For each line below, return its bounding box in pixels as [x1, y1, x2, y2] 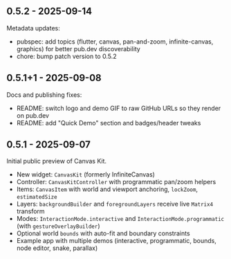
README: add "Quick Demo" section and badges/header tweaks [16, 118, 201, 127]
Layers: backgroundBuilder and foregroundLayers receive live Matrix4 [16, 200, 214, 208]
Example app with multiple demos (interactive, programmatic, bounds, [16, 237, 217, 245]
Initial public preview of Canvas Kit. [6, 157, 107, 166]
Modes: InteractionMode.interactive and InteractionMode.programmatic [16, 215, 225, 223]
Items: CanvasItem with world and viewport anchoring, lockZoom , [16, 185, 198, 193]
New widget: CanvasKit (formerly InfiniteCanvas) [16, 170, 155, 179]
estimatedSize [16, 194, 57, 201]
